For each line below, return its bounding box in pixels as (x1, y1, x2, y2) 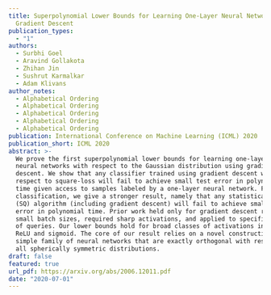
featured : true (8, 259, 60, 268)
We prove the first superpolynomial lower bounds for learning (15, 154, 232, 162)
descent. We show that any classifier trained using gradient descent (15, 170, 258, 178)
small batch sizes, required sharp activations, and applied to (15, 215, 236, 223)
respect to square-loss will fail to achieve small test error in (15, 177, 244, 186)
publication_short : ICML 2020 (8, 139, 110, 148)
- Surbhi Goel (15, 49, 63, 57)
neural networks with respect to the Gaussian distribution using (15, 162, 244, 171)
